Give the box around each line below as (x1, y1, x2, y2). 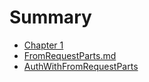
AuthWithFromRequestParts (23, 60, 139, 72)
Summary (9, 6, 92, 29)
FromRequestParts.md (23, 49, 117, 61)
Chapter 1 (23, 39, 64, 51)
